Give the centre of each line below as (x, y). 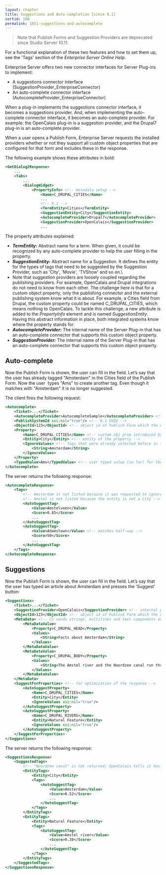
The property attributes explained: (40, 236)
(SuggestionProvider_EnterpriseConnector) (56, 87)
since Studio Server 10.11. (43, 43)
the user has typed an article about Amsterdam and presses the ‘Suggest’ (80, 587)
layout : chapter (22, 10)
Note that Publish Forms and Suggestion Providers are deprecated (85, 38)
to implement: (19, 73)
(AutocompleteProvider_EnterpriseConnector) (59, 98)
